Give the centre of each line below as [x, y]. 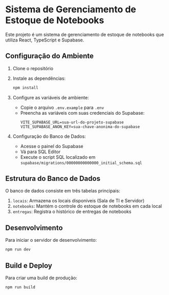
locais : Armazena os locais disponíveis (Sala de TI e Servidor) [79, 201]
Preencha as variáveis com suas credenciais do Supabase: [82, 113]
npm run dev [18, 249]
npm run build [20, 287]
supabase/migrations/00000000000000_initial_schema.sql [81, 163]
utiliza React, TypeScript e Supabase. [45, 40]
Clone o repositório [33, 68]
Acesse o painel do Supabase [52, 146]
